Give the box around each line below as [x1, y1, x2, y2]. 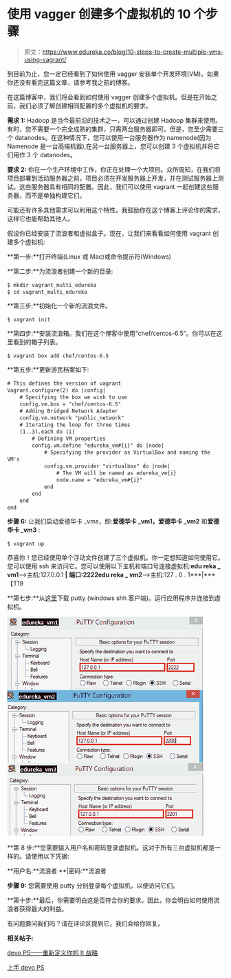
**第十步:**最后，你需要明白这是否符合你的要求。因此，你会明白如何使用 [7, 896, 214, 904]
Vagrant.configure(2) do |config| [7, 387, 107, 394]
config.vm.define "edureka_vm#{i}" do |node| [32, 442, 165, 449]
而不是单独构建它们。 [25, 191, 86, 199]
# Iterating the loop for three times [19, 421, 131, 428]
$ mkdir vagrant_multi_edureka [7, 281, 97, 288]
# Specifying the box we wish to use [19, 394, 128, 401]
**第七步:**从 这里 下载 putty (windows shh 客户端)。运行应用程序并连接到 [7, 594, 215, 602]
